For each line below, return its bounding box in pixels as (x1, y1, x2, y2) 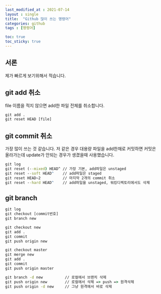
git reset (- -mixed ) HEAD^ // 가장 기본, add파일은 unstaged (5, 166, 126, 171)
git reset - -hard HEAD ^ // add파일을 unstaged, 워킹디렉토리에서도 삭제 (5, 180, 150, 185)
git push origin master (5, 266, 54, 271)
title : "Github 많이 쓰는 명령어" (5, 16, 71, 21)
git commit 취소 (5, 132, 53, 140)
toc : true (5, 35, 26, 39)
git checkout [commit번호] (5, 212, 59, 217)
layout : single (5, 12, 39, 17)
